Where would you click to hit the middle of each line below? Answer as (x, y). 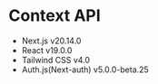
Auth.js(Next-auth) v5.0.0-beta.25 (85, 70)
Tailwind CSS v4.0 (56, 60)
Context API (54, 16)
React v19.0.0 (47, 50)
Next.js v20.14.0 (51, 41)
